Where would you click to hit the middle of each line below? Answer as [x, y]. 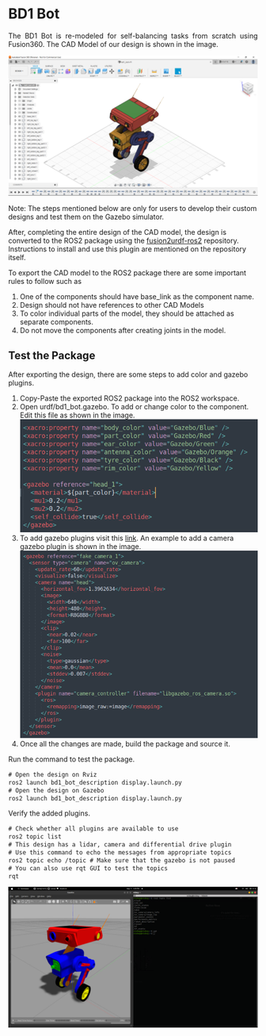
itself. [17, 258]
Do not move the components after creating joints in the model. [123, 331]
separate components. [56, 322]
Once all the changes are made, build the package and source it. [125, 744]
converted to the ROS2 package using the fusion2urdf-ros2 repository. [123, 241]
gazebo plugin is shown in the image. [80, 547]
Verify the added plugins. [49, 813]
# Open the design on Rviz [53, 775]
